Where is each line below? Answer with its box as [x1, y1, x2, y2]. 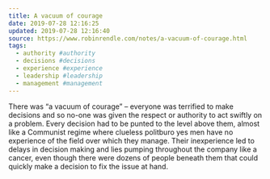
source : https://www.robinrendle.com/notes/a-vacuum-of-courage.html [8, 34, 248, 43]
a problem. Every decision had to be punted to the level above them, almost [8, 119, 260, 128]
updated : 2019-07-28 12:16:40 [8, 27, 111, 35]
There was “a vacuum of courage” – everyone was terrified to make [8, 102, 234, 111]
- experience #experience [15, 65, 103, 73]
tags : [8, 42, 27, 50]
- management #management [15, 79, 103, 87]
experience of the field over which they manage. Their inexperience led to [8, 135, 255, 145]
